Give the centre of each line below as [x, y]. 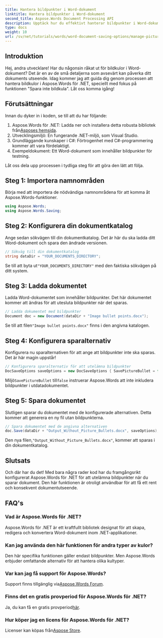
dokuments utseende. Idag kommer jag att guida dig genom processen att [79, 78]
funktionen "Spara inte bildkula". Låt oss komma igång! [60, 88]
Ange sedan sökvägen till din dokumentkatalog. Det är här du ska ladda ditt [80, 237]
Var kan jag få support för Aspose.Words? [56, 573]
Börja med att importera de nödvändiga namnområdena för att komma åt [78, 192]
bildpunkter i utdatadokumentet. [37, 385]
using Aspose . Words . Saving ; [33, 211]
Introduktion [24, 56]
